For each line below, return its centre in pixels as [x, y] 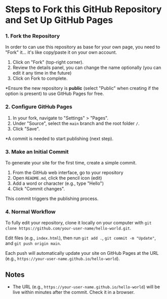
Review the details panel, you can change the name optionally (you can [87, 68]
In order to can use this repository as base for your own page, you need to [83, 47]
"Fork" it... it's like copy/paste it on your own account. [61, 52]
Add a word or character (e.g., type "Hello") [58, 183]
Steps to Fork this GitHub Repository [83, 9]
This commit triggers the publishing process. [52, 198]
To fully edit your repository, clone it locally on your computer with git [78, 223]
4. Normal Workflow [30, 212]
